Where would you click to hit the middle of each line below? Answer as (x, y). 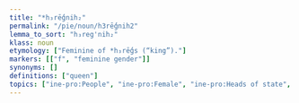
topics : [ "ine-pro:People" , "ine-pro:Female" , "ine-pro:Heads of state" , (150, 84)
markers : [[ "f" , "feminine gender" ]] (80, 59)
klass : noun (31, 43)
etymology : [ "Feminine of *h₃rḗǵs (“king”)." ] (98, 51)
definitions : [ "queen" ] (54, 76)
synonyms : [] (34, 68)
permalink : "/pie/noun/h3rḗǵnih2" (74, 26)
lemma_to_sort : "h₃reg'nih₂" (64, 34)
